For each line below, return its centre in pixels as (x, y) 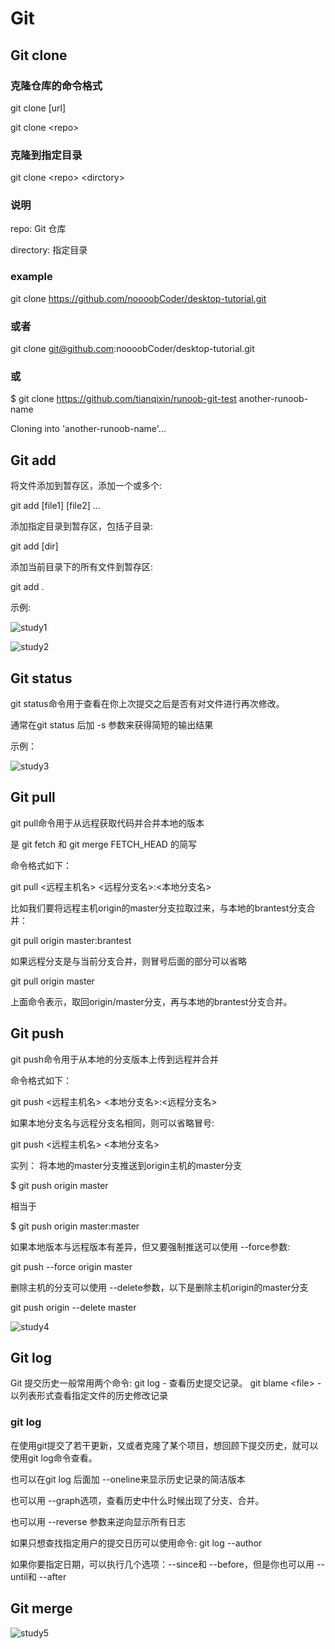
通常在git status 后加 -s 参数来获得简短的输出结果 (112, 724)
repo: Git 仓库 (38, 229)
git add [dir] (34, 546)
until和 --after (38, 1576)
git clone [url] (38, 108)
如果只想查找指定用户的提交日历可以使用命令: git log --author (136, 1543)
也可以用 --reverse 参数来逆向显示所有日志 (98, 1521)
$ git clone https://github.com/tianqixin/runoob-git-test (123, 399)
